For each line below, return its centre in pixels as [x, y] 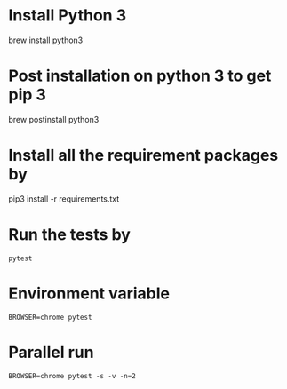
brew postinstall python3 [54, 119]
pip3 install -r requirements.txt [64, 198]
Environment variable [89, 293]
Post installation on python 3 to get [140, 76]
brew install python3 [46, 40]
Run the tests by [69, 234]
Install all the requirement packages [143, 155]
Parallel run [51, 352]
